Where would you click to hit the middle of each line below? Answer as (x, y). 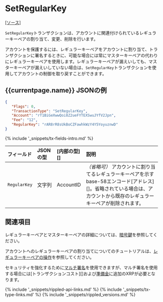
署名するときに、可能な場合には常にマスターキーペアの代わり (96, 55)
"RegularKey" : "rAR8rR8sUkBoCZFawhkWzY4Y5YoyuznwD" (65, 124)
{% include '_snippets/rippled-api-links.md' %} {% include (64, 289)
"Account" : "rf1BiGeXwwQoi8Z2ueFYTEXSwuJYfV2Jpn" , (64, 115)
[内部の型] (68, 151)
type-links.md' (20, 294)
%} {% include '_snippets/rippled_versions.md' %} (85, 294)
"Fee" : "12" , (24, 120)
